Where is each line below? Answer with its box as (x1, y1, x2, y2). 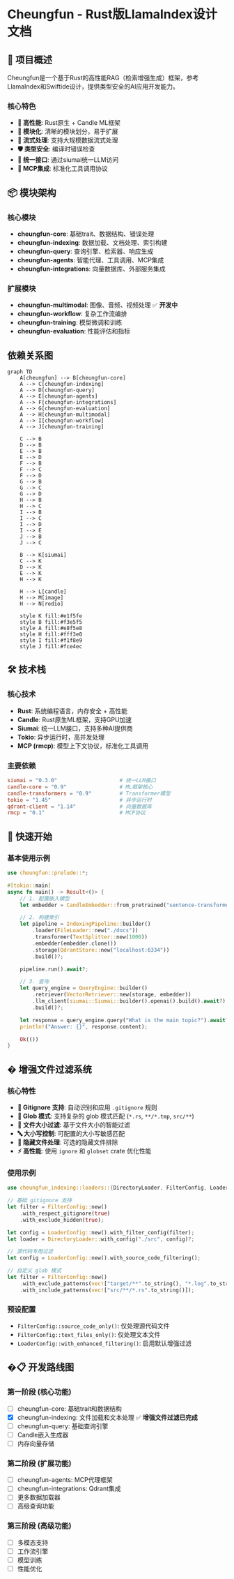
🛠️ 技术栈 (7, 664, 47, 675)
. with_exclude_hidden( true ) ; (19, 1216, 104, 1223)
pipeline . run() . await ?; (19, 966, 89, 973)
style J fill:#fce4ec (19, 643, 82, 650)
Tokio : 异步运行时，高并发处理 (17, 733, 105, 741)
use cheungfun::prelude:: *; (7, 869, 89, 876)
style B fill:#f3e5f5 (19, 619, 82, 626)
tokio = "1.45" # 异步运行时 (7, 796, 152, 803)
